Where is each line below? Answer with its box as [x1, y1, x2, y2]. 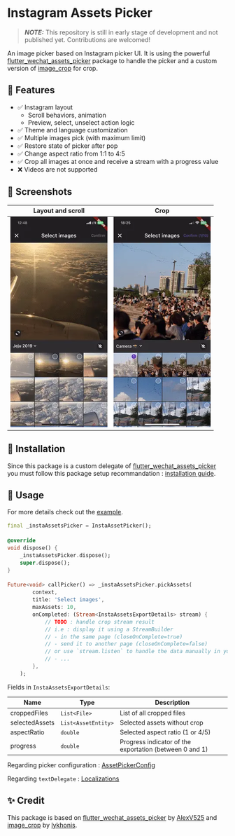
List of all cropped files [120, 708, 185, 717]
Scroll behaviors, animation [27, 111, 106, 119]
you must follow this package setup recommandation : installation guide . [7, 469, 216, 477]
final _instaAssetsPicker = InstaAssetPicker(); [7, 522, 152, 530]
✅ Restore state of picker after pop [17, 142, 118, 150]
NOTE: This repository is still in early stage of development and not [24, 28, 218, 36]
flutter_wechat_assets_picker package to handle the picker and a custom [7, 56, 218, 64]
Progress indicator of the [120, 738, 191, 746]
